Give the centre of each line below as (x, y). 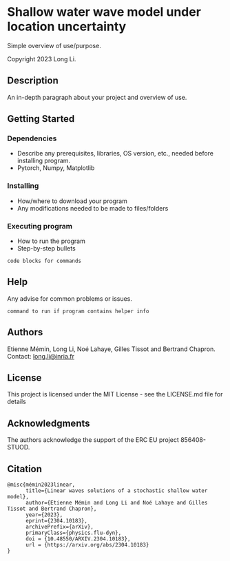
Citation (25, 469)
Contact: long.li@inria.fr (41, 356)
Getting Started (41, 119)
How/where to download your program (72, 201)
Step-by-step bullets (46, 248)
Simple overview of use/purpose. (54, 45)
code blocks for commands (44, 261)
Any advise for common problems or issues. (70, 298)
